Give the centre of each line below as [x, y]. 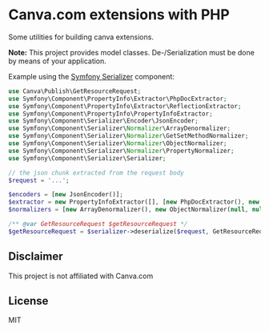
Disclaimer [36, 257]
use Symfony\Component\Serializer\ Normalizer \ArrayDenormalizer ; [119, 129]
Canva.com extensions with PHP [119, 15]
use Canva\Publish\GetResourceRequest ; [75, 91]
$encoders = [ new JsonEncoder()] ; [66, 195]
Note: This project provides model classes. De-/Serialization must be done [131, 52]
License [28, 301]
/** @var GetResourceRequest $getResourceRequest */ [98, 224]
